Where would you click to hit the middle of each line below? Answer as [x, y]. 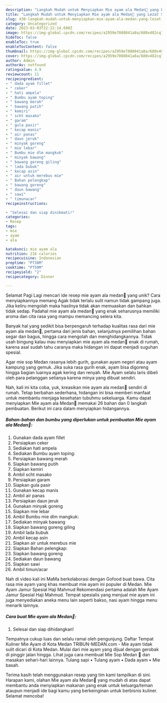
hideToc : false [21, 38]
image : [12, 33]
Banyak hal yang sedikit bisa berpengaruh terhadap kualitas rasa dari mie [81, 326]
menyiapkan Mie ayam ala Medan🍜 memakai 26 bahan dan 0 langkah [77, 403]
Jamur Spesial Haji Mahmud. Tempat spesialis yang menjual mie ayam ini [80, 595]
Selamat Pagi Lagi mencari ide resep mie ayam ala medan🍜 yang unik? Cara [83, 295]
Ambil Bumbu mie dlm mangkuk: [46, 516]
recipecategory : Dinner [30, 277]
